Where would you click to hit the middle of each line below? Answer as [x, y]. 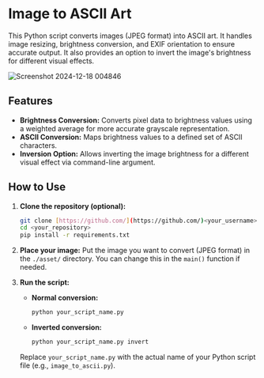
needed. [33, 267]
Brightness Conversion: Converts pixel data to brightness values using [136, 120]
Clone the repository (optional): [73, 206]
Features [30, 101]
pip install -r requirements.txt [75, 235]
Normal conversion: [65, 298]
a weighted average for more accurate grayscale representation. [124, 128]
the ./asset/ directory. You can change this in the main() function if [130, 259]
